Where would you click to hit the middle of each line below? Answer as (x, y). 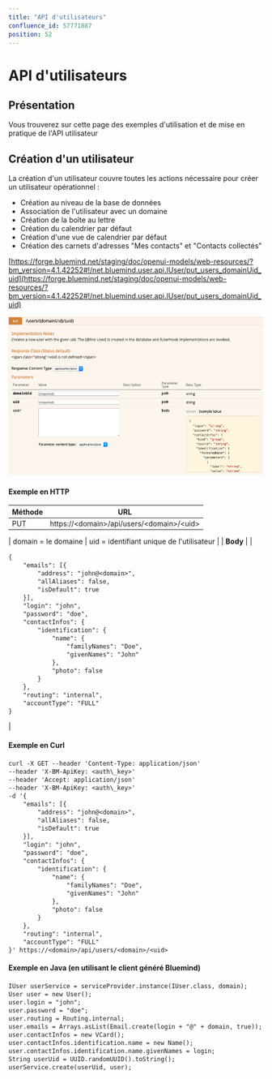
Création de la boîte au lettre (68, 220)
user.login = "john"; (45, 1002)
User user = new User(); (50, 994)
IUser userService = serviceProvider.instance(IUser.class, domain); (128, 986)
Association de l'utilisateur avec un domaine (93, 212)
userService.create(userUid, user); (70, 1067)
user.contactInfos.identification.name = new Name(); (101, 1042)
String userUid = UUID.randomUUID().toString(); (92, 1059)
